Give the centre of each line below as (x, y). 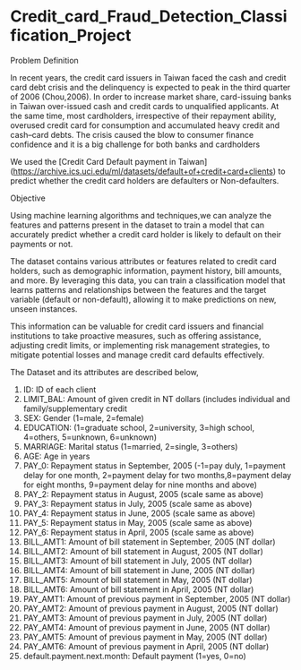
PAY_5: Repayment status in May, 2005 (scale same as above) (138, 522)
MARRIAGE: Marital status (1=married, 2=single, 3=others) (130, 446)
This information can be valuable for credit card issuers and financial (137, 326)
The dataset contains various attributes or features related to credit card (143, 261)
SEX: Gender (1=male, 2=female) (83, 417)
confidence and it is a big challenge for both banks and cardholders (135, 144)
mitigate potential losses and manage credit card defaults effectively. (138, 355)
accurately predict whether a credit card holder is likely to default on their (146, 234)
